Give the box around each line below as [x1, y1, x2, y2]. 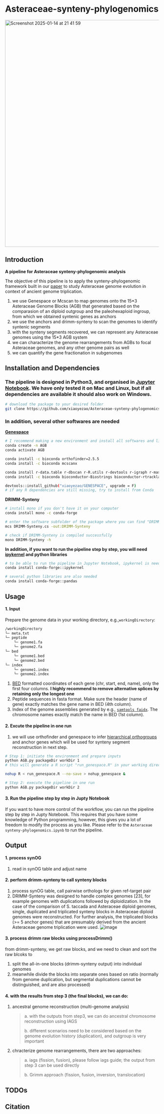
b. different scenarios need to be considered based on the [24, 1028, 142, 1034]
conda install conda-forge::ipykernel [5, 566, 84, 570]
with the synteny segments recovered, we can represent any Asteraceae [12, 329, 159, 335]
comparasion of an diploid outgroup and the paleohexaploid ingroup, [12, 308, 150, 314]
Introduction [5, 256, 44, 264]
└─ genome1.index [14, 667, 49, 672]
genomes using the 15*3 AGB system [12, 334, 88, 340]
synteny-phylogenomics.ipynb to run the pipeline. [5, 827, 103, 833]
